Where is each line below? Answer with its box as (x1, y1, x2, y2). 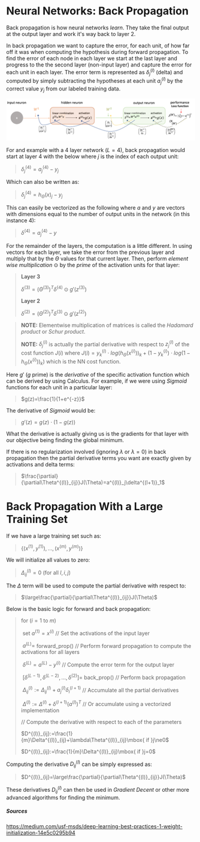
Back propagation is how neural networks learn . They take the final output (6, 24, 189, 31)
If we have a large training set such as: (6, 532, 102, 540)
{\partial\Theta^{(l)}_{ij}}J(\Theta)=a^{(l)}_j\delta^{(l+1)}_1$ (20, 478, 165, 486)
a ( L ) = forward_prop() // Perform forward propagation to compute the (22, 641, 192, 649)
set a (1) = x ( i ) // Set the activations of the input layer (22, 628, 150, 637)
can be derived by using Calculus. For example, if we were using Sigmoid (6, 377, 187, 384)
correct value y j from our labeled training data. (6, 85, 121, 93)
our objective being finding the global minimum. (6, 436, 124, 444)
